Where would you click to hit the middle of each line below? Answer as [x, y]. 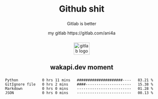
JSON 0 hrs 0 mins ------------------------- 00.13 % [79, 93]
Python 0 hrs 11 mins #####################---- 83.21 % [79, 80]
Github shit [82, 9]
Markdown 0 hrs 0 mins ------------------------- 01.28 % [79, 89]
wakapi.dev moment [82, 67]
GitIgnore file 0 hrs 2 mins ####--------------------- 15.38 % [79, 84]
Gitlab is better [82, 24]
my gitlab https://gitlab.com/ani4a [82, 33]
